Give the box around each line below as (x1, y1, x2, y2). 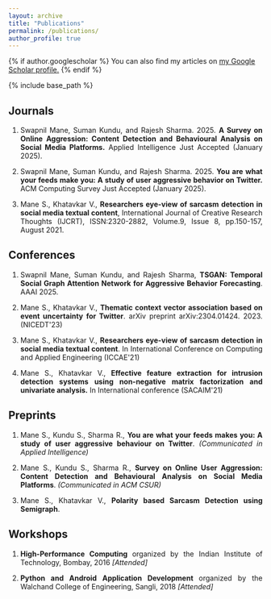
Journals (8, 104, 54, 118)
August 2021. (19, 225, 65, 235)
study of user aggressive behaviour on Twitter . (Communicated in (19, 439, 263, 448)
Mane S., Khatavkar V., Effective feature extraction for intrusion (19, 368, 263, 377)
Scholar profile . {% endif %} (8, 65, 102, 75)
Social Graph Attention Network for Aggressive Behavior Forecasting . (19, 278, 263, 288)
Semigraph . (19, 504, 60, 514)
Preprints (8, 409, 56, 422)
